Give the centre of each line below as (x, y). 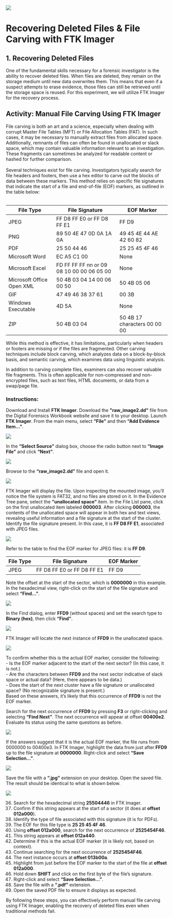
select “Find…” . (23, 594)
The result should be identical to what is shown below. (63, 783)
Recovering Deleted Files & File (73, 29)
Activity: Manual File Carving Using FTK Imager (83, 114)
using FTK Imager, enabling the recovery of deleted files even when (78, 906)
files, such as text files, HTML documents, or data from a (89, 380)
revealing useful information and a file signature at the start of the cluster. (83, 518)
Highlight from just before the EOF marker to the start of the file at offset (90, 863)
